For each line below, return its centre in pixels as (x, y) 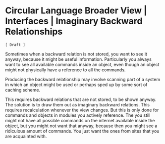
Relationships (34, 32)
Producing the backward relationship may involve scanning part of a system (82, 79)
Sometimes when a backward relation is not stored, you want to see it (76, 54)
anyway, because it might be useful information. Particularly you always (79, 59)
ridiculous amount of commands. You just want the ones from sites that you (82, 131)
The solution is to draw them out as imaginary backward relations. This (78, 104)
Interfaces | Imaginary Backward (74, 21)
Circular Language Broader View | (76, 11)
